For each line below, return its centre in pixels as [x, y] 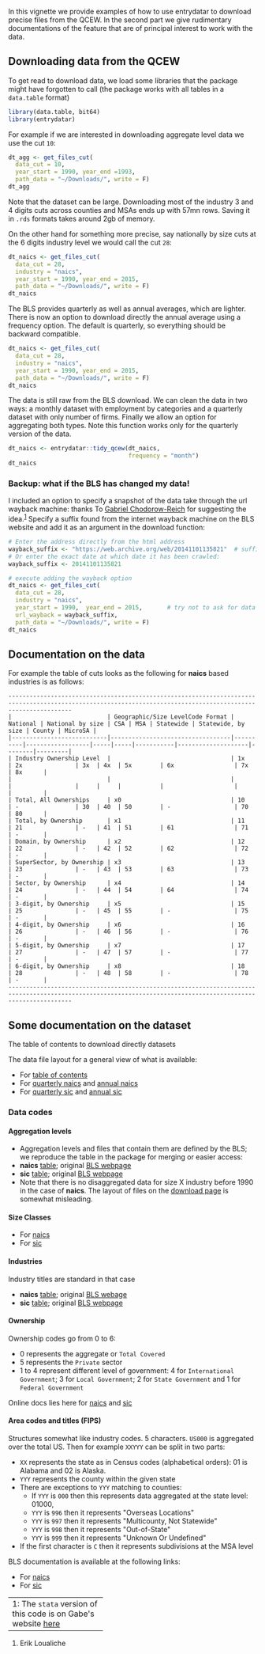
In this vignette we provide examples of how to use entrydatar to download [130, 11]
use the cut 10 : [32, 142]
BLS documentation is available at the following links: [94, 1561]
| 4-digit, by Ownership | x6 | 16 [127, 925]
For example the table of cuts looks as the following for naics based [118, 673]
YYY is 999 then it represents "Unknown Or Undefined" [119, 1538]
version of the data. [40, 434]
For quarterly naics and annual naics [78, 1083]
